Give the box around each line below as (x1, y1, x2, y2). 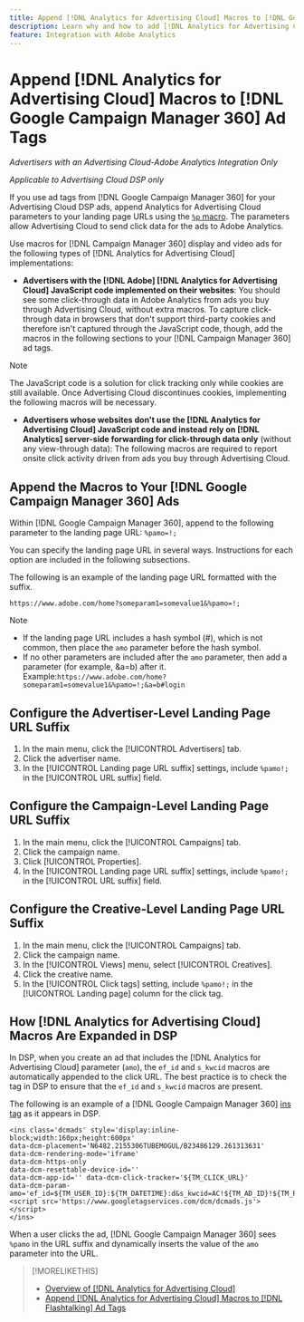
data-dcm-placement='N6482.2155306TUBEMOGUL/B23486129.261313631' (9, 1142, 265, 1151)
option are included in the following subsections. (9, 555, 191, 565)
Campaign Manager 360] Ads (9, 493, 180, 508)
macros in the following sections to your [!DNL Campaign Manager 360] (22, 333, 291, 344)
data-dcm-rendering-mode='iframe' (9, 1150, 140, 1159)
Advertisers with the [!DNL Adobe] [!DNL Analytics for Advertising (22, 275, 278, 286)
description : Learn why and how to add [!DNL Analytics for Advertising (9, 22, 290, 31)
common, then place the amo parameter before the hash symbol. (22, 642, 261, 653)
